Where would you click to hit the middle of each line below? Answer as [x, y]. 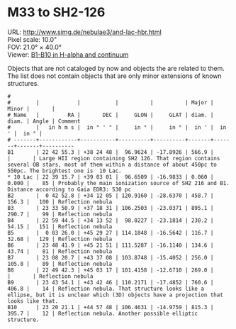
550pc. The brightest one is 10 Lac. [64, 171]
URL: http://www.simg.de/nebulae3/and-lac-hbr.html [84, 32]
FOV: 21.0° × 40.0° [34, 47]
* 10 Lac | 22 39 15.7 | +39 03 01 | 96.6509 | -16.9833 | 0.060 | [111, 177]
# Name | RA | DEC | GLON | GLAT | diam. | [111, 115]
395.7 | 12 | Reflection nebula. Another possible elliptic [103, 313]
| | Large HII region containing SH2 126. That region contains [114, 158]
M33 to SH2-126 [56, 12]
